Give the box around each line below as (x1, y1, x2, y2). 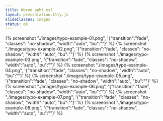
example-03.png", (5, 56, 43, 63)
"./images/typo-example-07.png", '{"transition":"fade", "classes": (5, 94, 140, 100)
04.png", (5, 68, 24, 74)
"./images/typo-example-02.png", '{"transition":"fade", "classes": (5, 46, 141, 52)
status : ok (5, 21, 28, 27)
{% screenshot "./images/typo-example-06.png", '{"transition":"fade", (5, 84, 150, 90)
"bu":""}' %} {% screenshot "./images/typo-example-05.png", (5, 73, 134, 79)
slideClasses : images (5, 17, 51, 22)
